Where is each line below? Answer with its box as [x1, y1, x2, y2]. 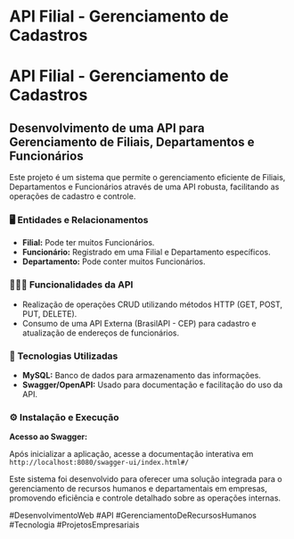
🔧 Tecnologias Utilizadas [9, 350, 118, 362]
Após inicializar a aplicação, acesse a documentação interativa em [9, 449, 254, 460]
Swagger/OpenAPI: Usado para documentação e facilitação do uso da [21, 379, 283, 390]
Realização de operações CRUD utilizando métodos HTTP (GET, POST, [21, 299, 283, 310]
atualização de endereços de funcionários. [21, 328, 180, 338]
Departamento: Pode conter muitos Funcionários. [21, 256, 207, 267]
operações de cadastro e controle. [9, 191, 136, 202]
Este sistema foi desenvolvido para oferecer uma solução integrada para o [9, 474, 282, 485]
